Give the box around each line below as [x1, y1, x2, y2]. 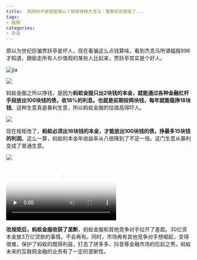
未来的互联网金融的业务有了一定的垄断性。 [6, 248, 109, 255]
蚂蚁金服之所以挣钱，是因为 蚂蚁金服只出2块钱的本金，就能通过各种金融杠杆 [6, 89, 189, 97]
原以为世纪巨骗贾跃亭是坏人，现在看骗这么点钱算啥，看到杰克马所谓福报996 [6, 48, 191, 55]
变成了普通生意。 [6, 142, 47, 150]
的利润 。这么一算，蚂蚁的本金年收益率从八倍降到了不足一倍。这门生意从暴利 [6, 135, 191, 142]
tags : [6, 14, 19, 20]
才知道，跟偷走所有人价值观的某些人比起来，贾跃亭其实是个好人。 [6, 55, 165, 62]
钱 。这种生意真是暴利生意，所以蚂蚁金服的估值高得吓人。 [6, 104, 145, 112]
